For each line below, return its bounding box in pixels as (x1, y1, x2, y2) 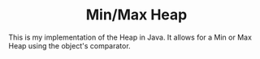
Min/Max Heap (85, 6, 188, 24)
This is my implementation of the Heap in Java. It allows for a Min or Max (8, 32, 252, 42)
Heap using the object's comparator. (8, 40, 132, 50)
